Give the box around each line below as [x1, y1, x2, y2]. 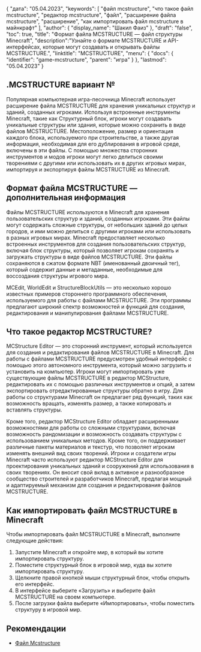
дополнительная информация [6, 193, 126, 203]
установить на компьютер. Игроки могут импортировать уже [6, 368, 165, 375]
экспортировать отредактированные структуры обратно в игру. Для [6, 387, 184, 395]
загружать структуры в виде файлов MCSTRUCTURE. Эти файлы [6, 253, 173, 260]
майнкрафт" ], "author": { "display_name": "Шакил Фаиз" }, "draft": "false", [6, 24, 193, 31]
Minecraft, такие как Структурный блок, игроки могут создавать [6, 115, 172, 122]
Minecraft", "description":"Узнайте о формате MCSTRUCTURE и [6, 37, 167, 44]
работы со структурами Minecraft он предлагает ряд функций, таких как [6, 393, 193, 401]
